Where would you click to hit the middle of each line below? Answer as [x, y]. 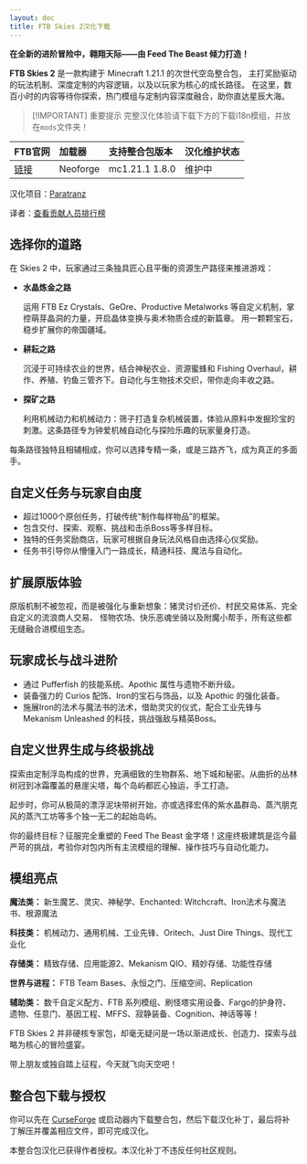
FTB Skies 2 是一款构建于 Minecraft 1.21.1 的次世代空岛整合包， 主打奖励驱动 [153, 73]
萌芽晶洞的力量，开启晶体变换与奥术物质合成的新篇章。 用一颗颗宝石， [164, 318]
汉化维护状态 [212, 152]
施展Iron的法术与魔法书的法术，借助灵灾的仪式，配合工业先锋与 [142, 707]
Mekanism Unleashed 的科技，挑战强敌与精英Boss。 [122, 718]
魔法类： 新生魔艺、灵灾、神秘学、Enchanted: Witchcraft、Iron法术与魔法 [148, 902]
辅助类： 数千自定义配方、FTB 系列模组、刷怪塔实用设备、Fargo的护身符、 [150, 1002]
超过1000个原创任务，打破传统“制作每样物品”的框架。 [124, 516]
